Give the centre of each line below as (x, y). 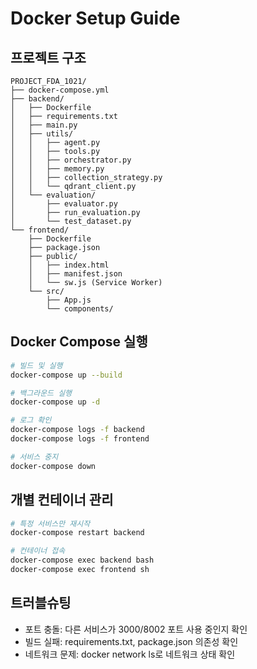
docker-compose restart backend (77, 533)
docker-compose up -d (55, 402)
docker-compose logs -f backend (77, 430)
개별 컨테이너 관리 (62, 500)
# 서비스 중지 (34, 457)
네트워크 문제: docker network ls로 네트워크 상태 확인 (130, 654)
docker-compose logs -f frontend (80, 439)
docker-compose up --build (66, 375)
